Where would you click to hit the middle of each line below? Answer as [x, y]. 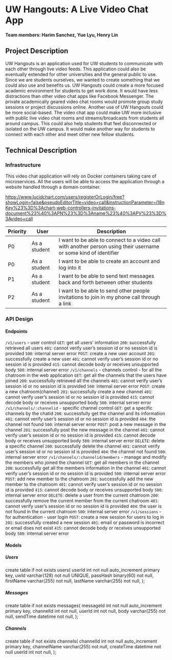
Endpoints [16, 331]
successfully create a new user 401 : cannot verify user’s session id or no [82, 359]
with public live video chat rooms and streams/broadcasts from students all [85, 118]
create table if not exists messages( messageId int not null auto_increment [84, 605]
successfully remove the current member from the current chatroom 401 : [82, 501]
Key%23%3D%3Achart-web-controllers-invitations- [61, 208]
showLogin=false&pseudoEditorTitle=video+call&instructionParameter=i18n [85, 202]
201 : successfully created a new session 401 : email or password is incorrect [85, 522]
